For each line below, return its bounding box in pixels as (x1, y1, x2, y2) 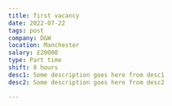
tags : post (8, 26, 44, 34)
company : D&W (8, 33, 52, 42)
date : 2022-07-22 (8, 19, 66, 27)
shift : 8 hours (8, 64, 59, 72)
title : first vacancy (8, 11, 80, 20)
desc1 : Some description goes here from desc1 (8, 71, 165, 79)
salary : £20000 (8, 49, 59, 57)
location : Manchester (8, 41, 80, 49)
